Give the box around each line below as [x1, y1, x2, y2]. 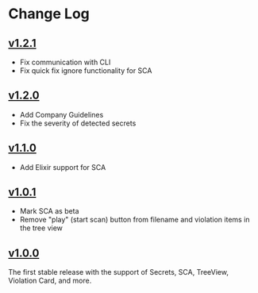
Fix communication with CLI [19, 57, 111, 67]
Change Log [8, 5, 90, 23]
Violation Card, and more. [8, 276, 92, 286]
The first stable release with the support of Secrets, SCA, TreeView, [8, 268, 229, 277]
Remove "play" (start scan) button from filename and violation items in [19, 215, 250, 225]
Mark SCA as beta [19, 206, 79, 216]
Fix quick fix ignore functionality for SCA [19, 66, 152, 75]
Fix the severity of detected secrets [19, 118, 137, 128]
